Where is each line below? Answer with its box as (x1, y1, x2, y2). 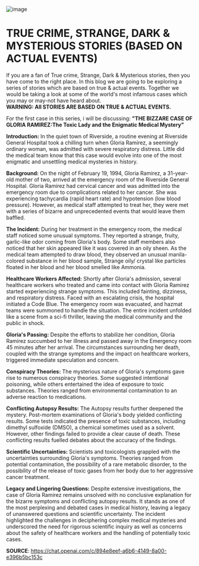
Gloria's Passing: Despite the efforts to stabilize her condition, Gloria (6, 331, 175, 338)
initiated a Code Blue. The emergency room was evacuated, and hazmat (6, 300, 183, 307)
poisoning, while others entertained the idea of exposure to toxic (6, 381, 165, 388)
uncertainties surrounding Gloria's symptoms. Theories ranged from (6, 454, 173, 462)
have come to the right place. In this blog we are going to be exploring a (6, 78, 182, 85)
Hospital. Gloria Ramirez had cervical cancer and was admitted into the (6, 182, 180, 189)
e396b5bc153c (6, 553, 43, 561)
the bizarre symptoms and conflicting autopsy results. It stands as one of (6, 497, 185, 505)
